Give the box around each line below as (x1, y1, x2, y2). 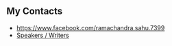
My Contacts (6, 5, 63, 17)
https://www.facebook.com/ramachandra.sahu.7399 (16, 23, 165, 32)
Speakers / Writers (16, 31, 70, 39)
